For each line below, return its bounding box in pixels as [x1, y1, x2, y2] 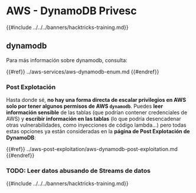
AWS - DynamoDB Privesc [6, 4, 137, 18]
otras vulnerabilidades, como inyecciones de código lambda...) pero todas [6, 121, 187, 128]
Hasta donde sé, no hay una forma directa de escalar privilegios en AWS [6, 96, 187, 104]
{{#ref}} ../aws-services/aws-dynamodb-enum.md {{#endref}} [6, 68, 159, 75]
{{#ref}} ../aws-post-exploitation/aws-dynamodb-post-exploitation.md [6, 146, 178, 153]
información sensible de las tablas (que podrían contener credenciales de [6, 109, 188, 116]
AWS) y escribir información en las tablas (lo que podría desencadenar [6, 115, 181, 123]
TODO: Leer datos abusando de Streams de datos [6, 166, 151, 175]
